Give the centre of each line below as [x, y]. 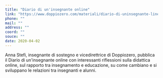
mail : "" [14, 23]
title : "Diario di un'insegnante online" [48, 9]
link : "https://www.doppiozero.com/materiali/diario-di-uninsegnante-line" [83, 14]
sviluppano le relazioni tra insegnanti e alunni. [51, 70]
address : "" [17, 28]
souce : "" [15, 37]
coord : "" [15, 32]
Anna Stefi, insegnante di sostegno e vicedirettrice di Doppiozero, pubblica [80, 55]
